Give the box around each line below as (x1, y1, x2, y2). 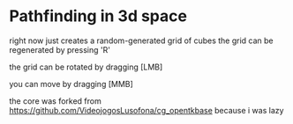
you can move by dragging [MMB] (9, 78, 134, 89)
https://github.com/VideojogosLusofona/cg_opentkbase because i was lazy (9, 105, 284, 115)
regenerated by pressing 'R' (9, 44, 110, 55)
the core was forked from (9, 95, 101, 106)
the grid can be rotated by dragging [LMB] (9, 62, 163, 72)
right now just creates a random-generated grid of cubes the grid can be (9, 35, 274, 46)
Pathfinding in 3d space (9, 6, 188, 26)
